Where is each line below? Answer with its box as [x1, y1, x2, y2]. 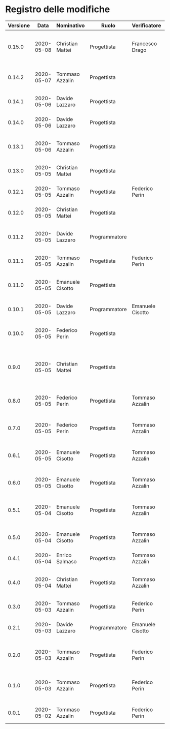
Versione [8, 22, 30, 29]
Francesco [132, 40, 157, 47]
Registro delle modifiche [5, 4, 110, 15]
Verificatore [132, 22, 161, 29]
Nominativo [56, 22, 85, 29]
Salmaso [56, 558, 77, 565]
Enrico [56, 552, 72, 559]
